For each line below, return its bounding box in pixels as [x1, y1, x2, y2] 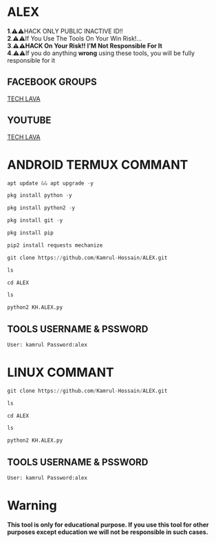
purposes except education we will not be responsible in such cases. [7, 528, 208, 536]
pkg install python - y [7, 192, 72, 199]
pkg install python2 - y [7, 205, 76, 212]
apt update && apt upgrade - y [7, 180, 94, 187]
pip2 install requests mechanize [7, 242, 103, 249]
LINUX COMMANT [7, 365, 115, 380]
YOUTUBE [7, 114, 52, 126]
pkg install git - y [7, 217, 63, 224]
